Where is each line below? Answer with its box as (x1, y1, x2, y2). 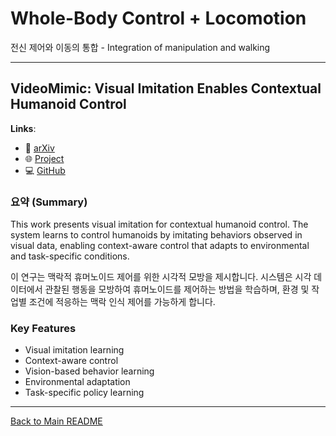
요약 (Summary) (10, 195, 88, 209)
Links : (10, 122, 37, 134)
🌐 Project (24, 152, 65, 164)
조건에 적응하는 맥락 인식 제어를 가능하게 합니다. (28, 296, 216, 308)
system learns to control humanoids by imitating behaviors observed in (10, 229, 303, 241)
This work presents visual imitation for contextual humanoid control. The (10, 218, 309, 231)
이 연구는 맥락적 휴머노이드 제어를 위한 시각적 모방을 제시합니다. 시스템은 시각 (10, 271, 312, 283)
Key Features (10, 321, 77, 335)
